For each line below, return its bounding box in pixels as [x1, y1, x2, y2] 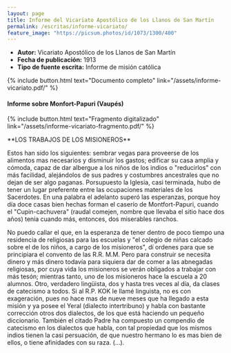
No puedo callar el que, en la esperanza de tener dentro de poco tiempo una [7, 229, 225, 237]
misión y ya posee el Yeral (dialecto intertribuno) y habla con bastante [7, 302, 205, 310]
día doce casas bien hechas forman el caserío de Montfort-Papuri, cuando [7, 200, 219, 209]
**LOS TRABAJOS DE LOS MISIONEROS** [7, 135, 131, 144]
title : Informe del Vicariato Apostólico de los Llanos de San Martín [7, 17, 214, 23]
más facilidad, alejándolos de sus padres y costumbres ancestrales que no [7, 171, 219, 180]
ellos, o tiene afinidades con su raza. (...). [7, 338, 125, 347]
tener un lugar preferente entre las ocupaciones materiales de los [7, 186, 193, 194]
